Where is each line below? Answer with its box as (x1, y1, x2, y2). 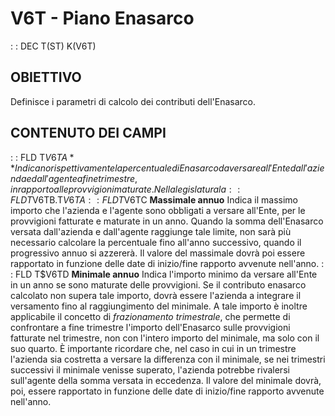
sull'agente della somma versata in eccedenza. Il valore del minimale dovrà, (10, 374, 322, 386)
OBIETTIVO (10, 69, 82, 86)
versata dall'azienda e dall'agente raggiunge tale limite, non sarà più (10, 225, 292, 237)
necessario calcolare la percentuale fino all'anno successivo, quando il (10, 236, 302, 248)
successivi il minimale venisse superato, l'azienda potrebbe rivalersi (10, 363, 290, 376)
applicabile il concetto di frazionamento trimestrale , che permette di (10, 310, 291, 322)
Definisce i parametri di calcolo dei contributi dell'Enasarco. (10, 95, 256, 107)
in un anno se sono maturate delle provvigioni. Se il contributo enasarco (10, 278, 307, 291)
